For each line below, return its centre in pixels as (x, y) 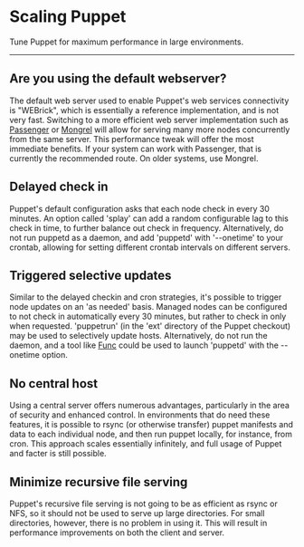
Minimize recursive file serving (99, 482)
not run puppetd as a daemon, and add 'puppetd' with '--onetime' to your (146, 237)
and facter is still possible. (58, 454)
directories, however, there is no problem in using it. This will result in (138, 523)
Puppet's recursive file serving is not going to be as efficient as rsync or (144, 504)
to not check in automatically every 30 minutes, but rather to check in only (148, 317)
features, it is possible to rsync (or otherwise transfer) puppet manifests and (152, 425)
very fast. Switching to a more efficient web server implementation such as (149, 120)
